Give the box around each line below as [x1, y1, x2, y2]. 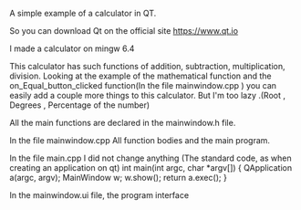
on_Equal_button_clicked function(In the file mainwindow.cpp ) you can [9, 80, 276, 90]
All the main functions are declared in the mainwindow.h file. [9, 118, 236, 128]
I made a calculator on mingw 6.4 [9, 43, 135, 54]
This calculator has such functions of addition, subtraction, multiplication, [9, 61, 285, 71]
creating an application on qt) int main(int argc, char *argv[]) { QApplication [9, 163, 293, 173]
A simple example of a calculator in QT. [9, 8, 157, 18]
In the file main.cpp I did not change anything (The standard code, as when [9, 152, 292, 163]
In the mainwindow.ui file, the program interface [9, 190, 190, 200]
